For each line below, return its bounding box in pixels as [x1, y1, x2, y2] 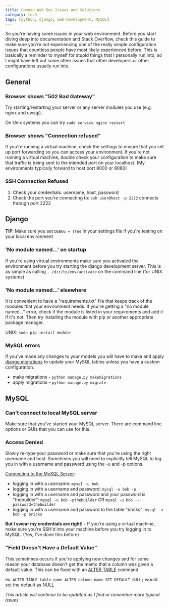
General [5, 77, 31, 86]
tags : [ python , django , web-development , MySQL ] [5, 17, 109, 22]
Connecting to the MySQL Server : [5, 471, 76, 477]
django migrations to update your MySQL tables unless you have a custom [5, 359, 160, 365]
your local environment [5, 233, 53, 239]
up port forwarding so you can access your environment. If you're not [5, 149, 150, 155]
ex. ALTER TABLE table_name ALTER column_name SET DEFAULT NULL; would [5, 576, 158, 582]
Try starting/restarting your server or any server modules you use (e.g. [5, 104, 152, 110]
